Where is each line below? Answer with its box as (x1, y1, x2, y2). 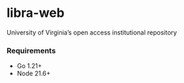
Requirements (6, 46, 56, 56)
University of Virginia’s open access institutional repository (6, 28, 178, 37)
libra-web (6, 5, 65, 21)
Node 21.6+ (16, 69, 51, 78)
